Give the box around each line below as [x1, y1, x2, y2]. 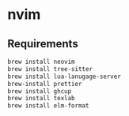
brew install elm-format [7, 102, 89, 110]
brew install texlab [7, 95, 76, 103]
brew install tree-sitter [7, 65, 93, 73]
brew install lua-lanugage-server [7, 73, 122, 80]
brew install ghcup [7, 87, 72, 95]
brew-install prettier [7, 80, 82, 88]
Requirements [7, 37, 78, 51]
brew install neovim [7, 58, 76, 65]
